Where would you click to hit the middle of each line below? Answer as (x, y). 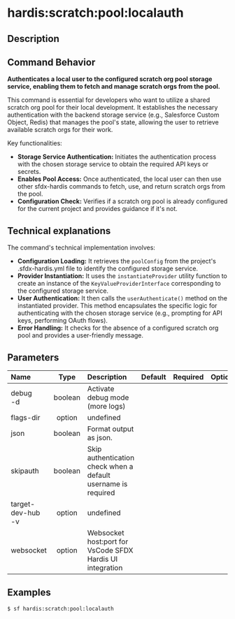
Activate (101, 389)
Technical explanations (59, 231)
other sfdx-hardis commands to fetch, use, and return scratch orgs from (121, 187)
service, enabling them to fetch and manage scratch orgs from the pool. (114, 87)
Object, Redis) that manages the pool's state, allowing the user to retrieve (113, 122)
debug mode (108, 398)
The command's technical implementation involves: (81, 248)
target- (23, 504)
